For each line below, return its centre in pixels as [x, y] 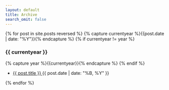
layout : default [22, 10]
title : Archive [21, 15]
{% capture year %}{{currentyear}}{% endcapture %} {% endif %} [75, 63]
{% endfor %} [20, 83]
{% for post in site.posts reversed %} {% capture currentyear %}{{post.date [85, 34]
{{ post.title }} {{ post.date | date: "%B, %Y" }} [61, 73]
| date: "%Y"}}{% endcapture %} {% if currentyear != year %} [70, 39]
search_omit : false [26, 19]
